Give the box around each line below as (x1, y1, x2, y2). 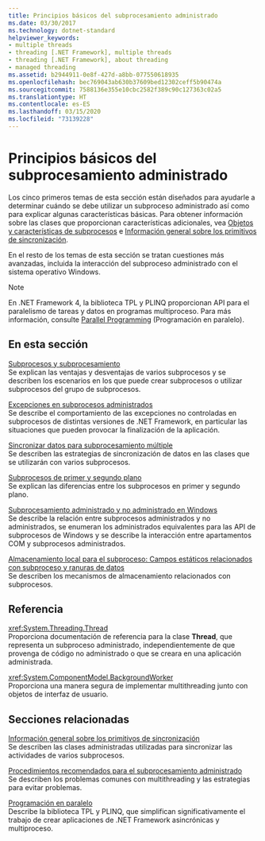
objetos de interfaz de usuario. (8, 689, 109, 700)
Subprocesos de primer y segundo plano (8, 472, 142, 482)
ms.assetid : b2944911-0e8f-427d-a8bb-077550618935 (8, 71, 179, 79)
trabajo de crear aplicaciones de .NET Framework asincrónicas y (8, 816, 220, 825)
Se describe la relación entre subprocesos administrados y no (8, 514, 211, 523)
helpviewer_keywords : (8, 33, 80, 42)
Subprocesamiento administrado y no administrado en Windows (8, 505, 218, 514)
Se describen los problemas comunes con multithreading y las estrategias (8, 774, 251, 784)
